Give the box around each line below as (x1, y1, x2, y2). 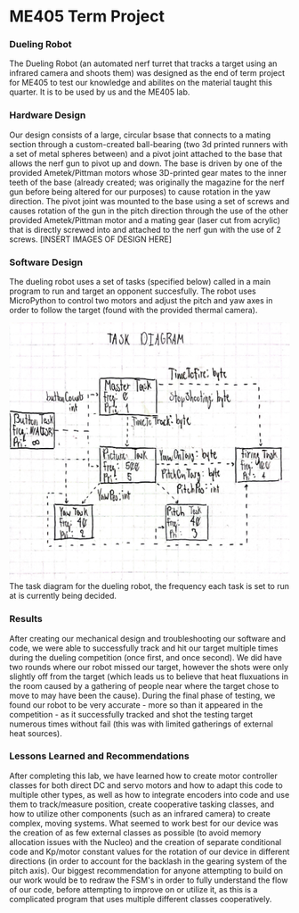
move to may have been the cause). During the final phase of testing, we (9, 690, 276, 701)
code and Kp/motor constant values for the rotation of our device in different (9, 846, 290, 857)
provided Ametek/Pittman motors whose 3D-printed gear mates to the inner (9, 167, 287, 178)
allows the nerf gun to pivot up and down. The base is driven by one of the (9, 158, 283, 169)
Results (9, 613, 43, 626)
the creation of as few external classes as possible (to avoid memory (9, 827, 262, 838)
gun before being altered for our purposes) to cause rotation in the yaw (9, 186, 271, 197)
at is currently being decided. (9, 591, 117, 602)
